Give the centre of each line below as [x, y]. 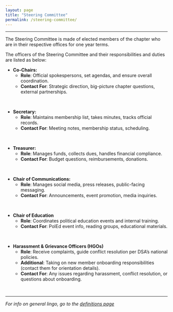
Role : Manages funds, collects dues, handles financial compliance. [91, 154]
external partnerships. [44, 92]
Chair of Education [33, 215]
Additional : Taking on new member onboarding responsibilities [87, 263]
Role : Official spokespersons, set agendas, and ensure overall [86, 76]
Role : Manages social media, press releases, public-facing [83, 185]
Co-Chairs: [25, 70]
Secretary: [24, 112]
